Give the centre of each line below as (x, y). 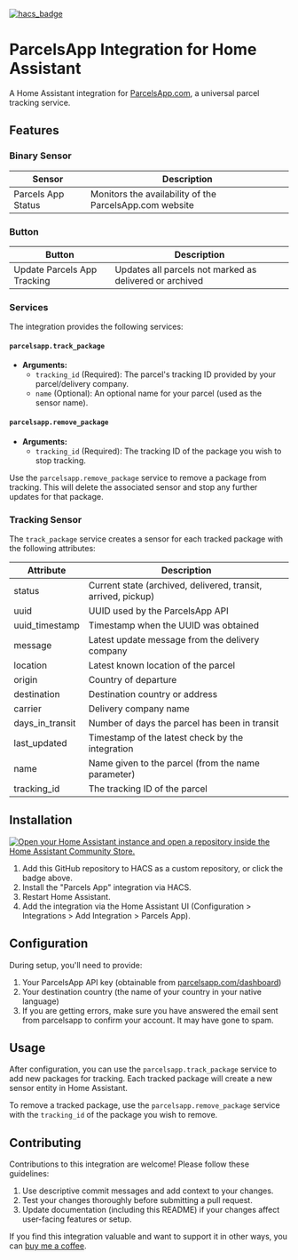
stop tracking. (61, 460)
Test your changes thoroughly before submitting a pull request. (137, 1200)
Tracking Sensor (46, 519)
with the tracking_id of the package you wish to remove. (114, 1115)
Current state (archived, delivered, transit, (175, 585)
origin (26, 679)
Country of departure (133, 679)
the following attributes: (52, 548)
